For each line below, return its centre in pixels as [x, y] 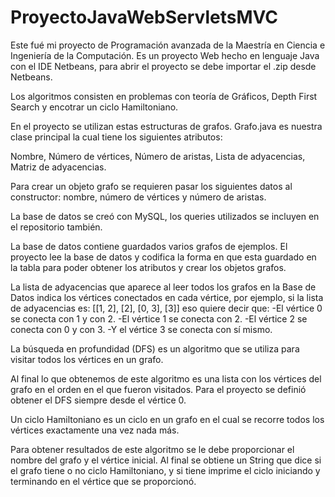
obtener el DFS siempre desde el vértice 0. [98, 400]
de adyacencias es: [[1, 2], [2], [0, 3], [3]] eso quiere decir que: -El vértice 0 [166, 308]
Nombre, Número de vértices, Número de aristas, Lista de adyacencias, [158, 156]
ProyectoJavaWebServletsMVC [144, 17]
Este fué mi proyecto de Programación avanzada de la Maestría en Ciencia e [168, 45]
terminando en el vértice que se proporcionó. [103, 481]
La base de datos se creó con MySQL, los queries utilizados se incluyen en [165, 216]
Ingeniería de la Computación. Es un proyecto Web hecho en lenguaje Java [165, 55]
